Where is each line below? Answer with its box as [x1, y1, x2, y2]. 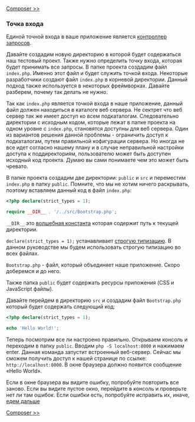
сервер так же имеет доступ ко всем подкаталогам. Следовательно [6, 112, 179, 120]
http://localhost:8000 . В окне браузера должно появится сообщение [6, 361, 182, 368]
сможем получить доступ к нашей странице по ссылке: [6, 355, 147, 362]
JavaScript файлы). [6, 285, 54, 293]
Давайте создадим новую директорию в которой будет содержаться [6, 51, 181, 58]
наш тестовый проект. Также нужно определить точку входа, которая [6, 57, 183, 64]
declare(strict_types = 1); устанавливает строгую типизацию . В [6, 238, 172, 245]
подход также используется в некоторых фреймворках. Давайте [6, 82, 170, 89]
